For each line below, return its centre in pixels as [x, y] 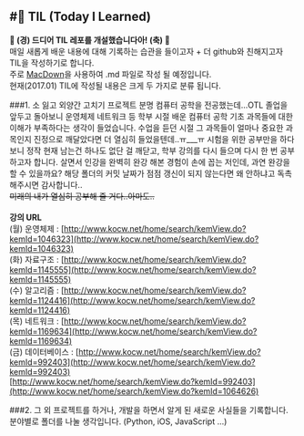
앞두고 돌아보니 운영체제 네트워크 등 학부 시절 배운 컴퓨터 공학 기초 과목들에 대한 [152, 116]
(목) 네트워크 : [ [37, 321]
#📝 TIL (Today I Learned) [81, 17]
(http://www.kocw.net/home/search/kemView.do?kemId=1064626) [134, 391]
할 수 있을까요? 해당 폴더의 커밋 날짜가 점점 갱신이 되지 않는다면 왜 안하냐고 [142, 173]
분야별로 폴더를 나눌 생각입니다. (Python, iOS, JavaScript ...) [118, 421]
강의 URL [26, 217]
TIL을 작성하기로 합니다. [52, 62]
